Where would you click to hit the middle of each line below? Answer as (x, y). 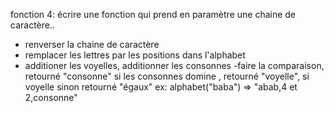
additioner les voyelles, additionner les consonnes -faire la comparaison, (174, 65)
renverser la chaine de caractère (92, 44)
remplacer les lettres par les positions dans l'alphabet (135, 55)
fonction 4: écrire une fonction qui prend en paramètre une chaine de (153, 14)
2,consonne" (51, 97)
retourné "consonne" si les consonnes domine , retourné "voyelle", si (167, 76)
